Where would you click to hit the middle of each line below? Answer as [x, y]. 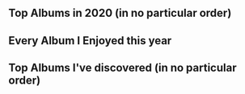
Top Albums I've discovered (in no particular [122, 68]
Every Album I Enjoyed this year [90, 41]
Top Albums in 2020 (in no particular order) [120, 13]
